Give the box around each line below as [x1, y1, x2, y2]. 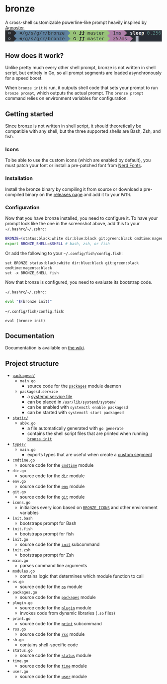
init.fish [12, 526, 33, 532]
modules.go [12, 569, 35, 574]
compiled [5, 191, 24, 197]
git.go [12, 490, 26, 495]
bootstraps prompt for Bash [19, 520, 77, 526]
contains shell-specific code [19, 642, 78, 648]
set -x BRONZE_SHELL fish [5, 270, 59, 275]
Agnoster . [5, 24, 25, 30]
